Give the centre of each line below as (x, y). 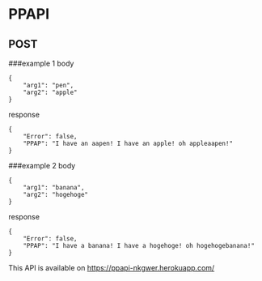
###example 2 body (42, 166)
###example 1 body (41, 63)
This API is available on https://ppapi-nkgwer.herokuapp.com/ (112, 268)
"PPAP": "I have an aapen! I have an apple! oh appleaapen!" (128, 143)
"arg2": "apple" (51, 92)
